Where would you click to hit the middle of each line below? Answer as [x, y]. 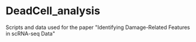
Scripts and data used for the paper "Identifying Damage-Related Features [98, 27]
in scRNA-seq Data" [30, 33]
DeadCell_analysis [53, 11]
